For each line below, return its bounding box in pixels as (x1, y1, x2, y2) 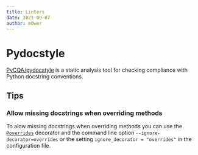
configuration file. (6, 142, 51, 149)
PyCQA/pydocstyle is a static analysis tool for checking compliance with (6, 66, 188, 74)
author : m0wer (6, 20, 43, 26)
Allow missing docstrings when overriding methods (6, 109, 163, 117)
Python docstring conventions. (6, 73, 83, 80)
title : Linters (6, 9, 45, 15)
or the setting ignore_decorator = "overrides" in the (59, 136, 192, 143)
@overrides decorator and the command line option (6, 129, 135, 136)
